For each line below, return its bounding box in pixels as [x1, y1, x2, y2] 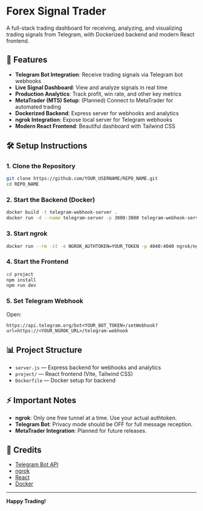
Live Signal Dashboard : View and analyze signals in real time [14, 84, 168, 91]
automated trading [14, 103, 62, 110]
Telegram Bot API [14, 461, 59, 468]
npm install [6, 277, 36, 283]
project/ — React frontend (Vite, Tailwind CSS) [14, 370, 134, 378]
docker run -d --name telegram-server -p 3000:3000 [6, 215, 139, 221]
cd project [6, 271, 34, 277]
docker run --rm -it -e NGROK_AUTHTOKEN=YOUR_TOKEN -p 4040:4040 [6, 243, 174, 249]
